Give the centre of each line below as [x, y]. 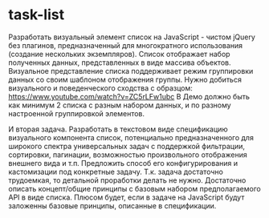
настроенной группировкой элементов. [77, 113]
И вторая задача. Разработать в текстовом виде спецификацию [118, 129]
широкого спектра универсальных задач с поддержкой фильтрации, [127, 146]
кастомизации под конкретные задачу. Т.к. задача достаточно [116, 172]
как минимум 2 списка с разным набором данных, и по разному [120, 105]
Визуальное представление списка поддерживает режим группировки [131, 71]
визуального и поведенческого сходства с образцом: [100, 88]
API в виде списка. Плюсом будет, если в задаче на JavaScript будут [126, 197]
